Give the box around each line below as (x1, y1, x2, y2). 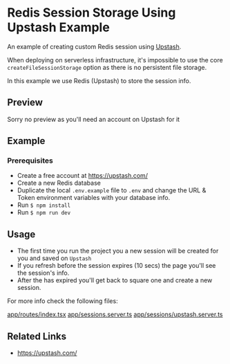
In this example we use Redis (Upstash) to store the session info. (7, 76, 191, 84)
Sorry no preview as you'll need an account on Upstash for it (7, 115, 180, 123)
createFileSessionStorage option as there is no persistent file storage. (7, 63, 207, 71)
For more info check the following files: (7, 297, 119, 305)
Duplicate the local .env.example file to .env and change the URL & (17, 186, 207, 194)
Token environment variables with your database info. (17, 194, 171, 202)
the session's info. (17, 269, 70, 277)
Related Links (7, 330, 67, 342)
